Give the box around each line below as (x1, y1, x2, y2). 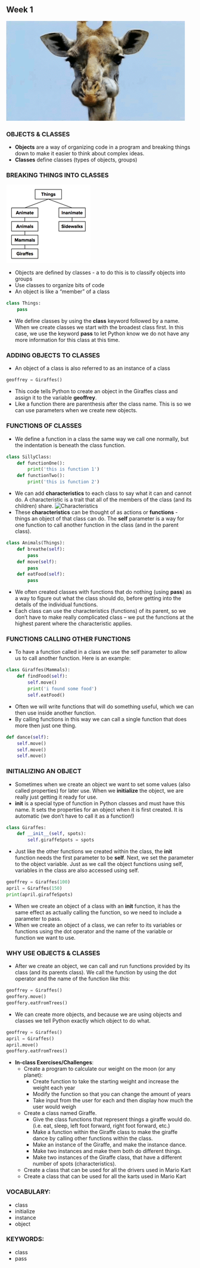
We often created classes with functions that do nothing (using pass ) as (14, 588, 192, 596)
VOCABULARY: (6, 1188, 51, 1196)
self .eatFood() (27, 692, 65, 698)
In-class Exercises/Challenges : (14, 1059, 94, 1066)
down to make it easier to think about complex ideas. (14, 150, 145, 157)
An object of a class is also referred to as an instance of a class (14, 364, 171, 372)
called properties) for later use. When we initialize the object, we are (14, 787, 184, 794)
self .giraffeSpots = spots (27, 837, 95, 843)
